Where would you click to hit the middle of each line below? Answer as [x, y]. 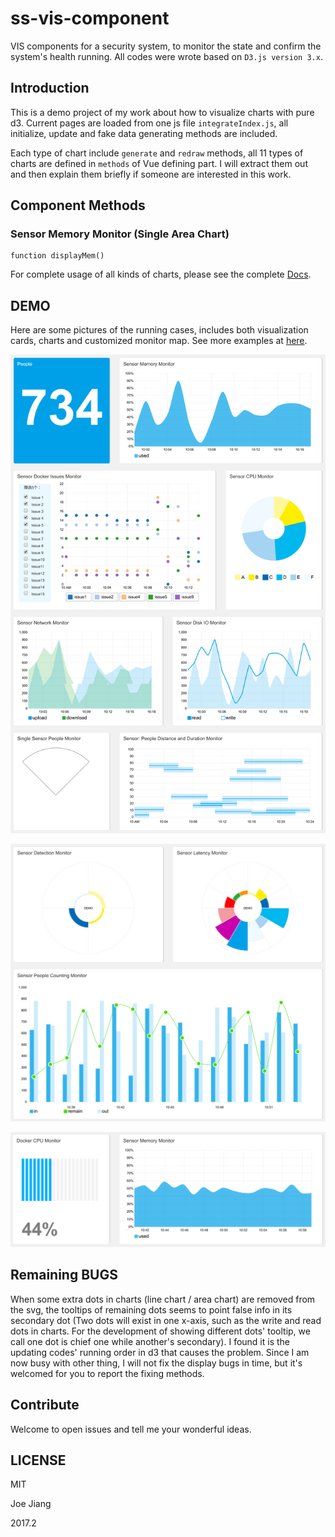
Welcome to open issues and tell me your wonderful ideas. [131, 1429]
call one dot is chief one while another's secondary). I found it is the [150, 1341]
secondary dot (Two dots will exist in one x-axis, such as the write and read [166, 1320]
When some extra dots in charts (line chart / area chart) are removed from [163, 1299]
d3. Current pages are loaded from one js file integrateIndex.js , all [149, 123]
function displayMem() [57, 256]
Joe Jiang [31, 1504]
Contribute [45, 1405]
